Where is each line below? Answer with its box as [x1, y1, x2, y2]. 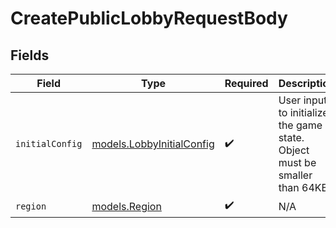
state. [278, 131, 305, 144]
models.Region [91, 199, 162, 213]
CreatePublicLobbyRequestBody [10, 7, 288, 30]
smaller [278, 168, 313, 182]
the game [278, 118, 323, 132]
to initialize [278, 106, 329, 119]
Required [224, 77, 269, 90]
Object [278, 143, 310, 157]
